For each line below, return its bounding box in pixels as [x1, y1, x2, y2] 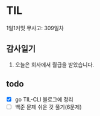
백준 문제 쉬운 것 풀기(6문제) [14, 103, 83, 111]
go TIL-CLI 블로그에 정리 [14, 95, 73, 103]
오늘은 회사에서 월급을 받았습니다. [14, 61, 95, 68]
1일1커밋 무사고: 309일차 [6, 24, 64, 31]
